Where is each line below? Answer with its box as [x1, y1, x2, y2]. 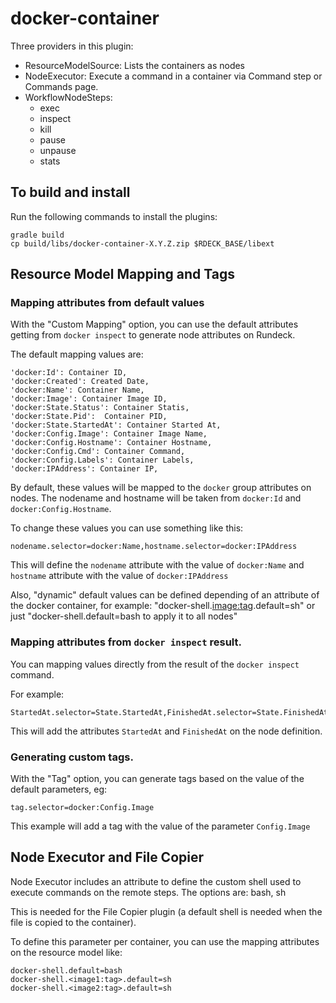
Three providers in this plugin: [10, 40, 134, 52]
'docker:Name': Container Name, [10, 385, 145, 396]
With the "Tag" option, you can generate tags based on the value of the [10, 773, 305, 785]
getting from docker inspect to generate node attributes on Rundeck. [10, 329, 296, 341]
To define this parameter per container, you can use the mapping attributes [10, 935, 320, 947]
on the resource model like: [10, 946, 123, 958]
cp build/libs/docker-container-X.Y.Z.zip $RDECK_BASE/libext [10, 238, 275, 249]
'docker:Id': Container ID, [10, 368, 128, 378]
